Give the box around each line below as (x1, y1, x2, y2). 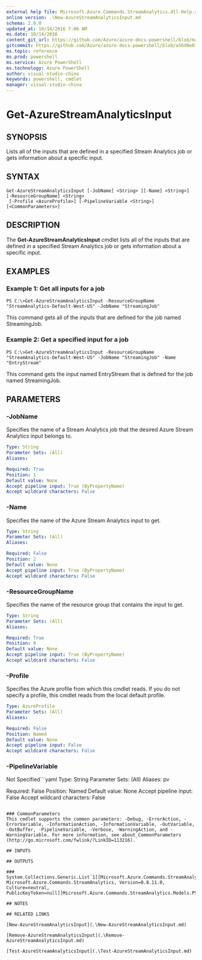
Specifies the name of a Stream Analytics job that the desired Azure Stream (6, 426, 194, 434)
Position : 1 (6, 472, 36, 478)
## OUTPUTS (6, 859, 34, 865)
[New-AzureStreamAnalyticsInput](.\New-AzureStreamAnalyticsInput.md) (6, 922, 187, 928)
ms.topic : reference (6, 48, 58, 54)
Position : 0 (6, 641, 36, 647)
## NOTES (6, 901, 28, 907)
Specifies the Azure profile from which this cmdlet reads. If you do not (6, 685, 180, 693)
